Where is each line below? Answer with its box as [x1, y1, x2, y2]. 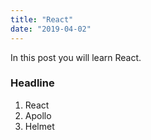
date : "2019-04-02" [10, 24, 92, 34]
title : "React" [10, 14, 74, 25]
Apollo [24, 109, 52, 121]
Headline [10, 76, 55, 90]
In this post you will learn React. [10, 51, 142, 63]
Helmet [24, 120, 55, 132]
